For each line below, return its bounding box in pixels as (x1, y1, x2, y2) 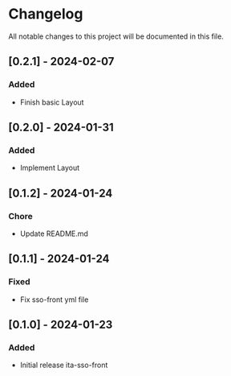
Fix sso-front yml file (19, 295, 89, 304)
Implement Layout (19, 163, 80, 173)
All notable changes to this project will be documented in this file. (8, 31, 225, 41)
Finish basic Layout (19, 97, 84, 107)
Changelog (8, 5, 83, 23)
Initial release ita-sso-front (19, 360, 108, 370)
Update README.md (19, 229, 88, 238)
